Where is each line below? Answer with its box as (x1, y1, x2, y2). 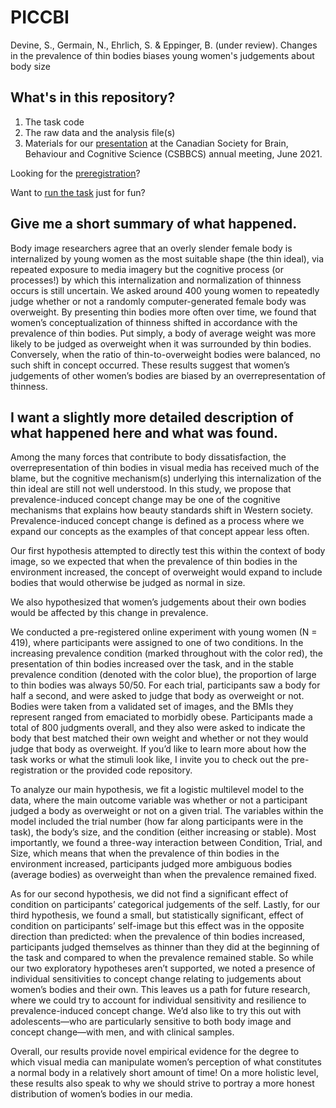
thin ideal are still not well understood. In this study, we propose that (10, 483, 292, 495)
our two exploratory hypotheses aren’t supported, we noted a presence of (10, 962, 316, 975)
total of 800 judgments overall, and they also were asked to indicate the (10, 722, 306, 734)
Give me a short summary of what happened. (10, 216, 298, 233)
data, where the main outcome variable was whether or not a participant (10, 794, 308, 806)
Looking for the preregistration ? (10, 167, 141, 179)
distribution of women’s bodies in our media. (10, 1088, 193, 1100)
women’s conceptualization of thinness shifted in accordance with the (10, 316, 298, 328)
